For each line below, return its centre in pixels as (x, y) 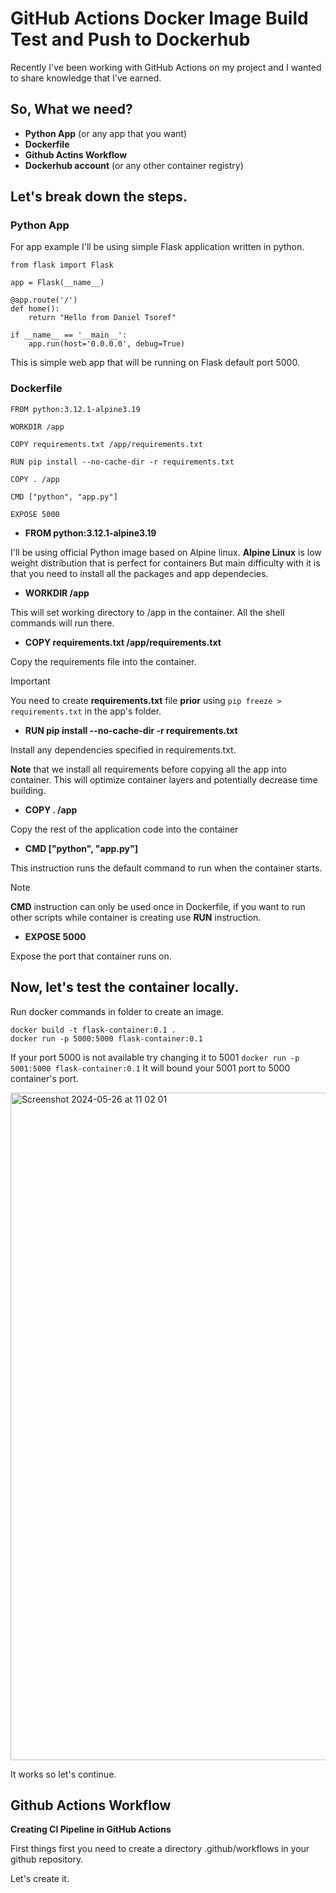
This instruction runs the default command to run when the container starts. (166, 868)
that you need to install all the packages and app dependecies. (139, 573)
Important (30, 681)
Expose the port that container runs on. (91, 956)
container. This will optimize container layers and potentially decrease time (164, 779)
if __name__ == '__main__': (69, 335)
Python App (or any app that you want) (106, 133)
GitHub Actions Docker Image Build (159, 18)
